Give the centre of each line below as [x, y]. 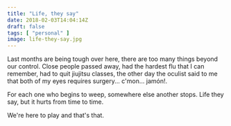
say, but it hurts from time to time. [55, 102]
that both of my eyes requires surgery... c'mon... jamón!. [87, 81]
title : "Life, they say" [43, 13]
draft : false [26, 26]
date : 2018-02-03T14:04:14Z [48, 20]
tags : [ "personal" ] [38, 33]
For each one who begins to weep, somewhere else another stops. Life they [115, 95]
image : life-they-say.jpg [44, 39]
